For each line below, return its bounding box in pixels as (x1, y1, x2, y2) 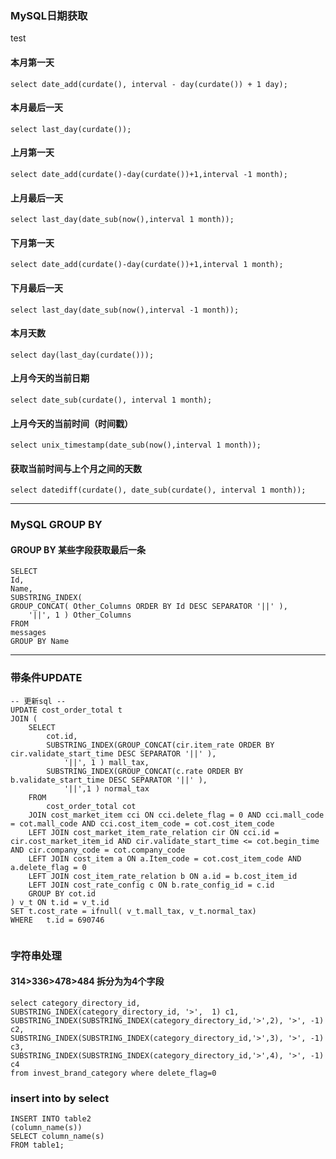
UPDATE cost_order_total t (10, 705, 123, 715)
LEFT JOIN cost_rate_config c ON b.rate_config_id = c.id (28, 880, 275, 890)
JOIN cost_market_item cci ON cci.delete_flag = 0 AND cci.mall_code (28, 810, 325, 820)
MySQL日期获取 (10, 8, 88, 22)
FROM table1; (10, 1140, 65, 1151)
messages (10, 628, 47, 638)
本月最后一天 (10, 102, 63, 114)
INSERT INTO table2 (10, 1114, 92, 1124)
